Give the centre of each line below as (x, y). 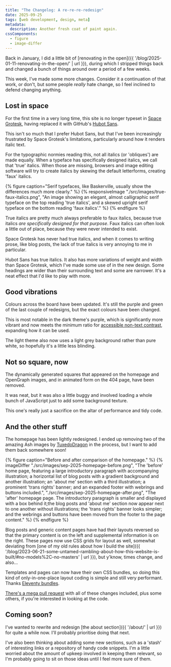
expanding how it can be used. (38, 331)
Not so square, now (37, 362)
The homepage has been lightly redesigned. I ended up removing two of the (85, 439)
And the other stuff (36, 427)
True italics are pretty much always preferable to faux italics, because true (83, 218)
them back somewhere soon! (36, 450)
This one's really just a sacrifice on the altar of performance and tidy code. (84, 411)
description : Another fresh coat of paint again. (64, 29)
